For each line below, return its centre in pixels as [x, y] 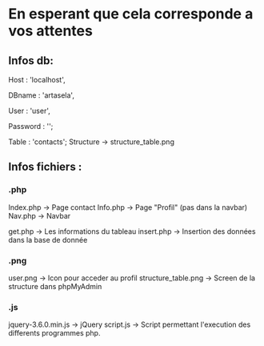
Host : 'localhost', [37, 80]
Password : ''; [31, 126]
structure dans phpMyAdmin [55, 286]
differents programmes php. [54, 333]
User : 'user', [29, 111]
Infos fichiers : [45, 167]
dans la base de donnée [48, 239]
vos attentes [51, 31]
